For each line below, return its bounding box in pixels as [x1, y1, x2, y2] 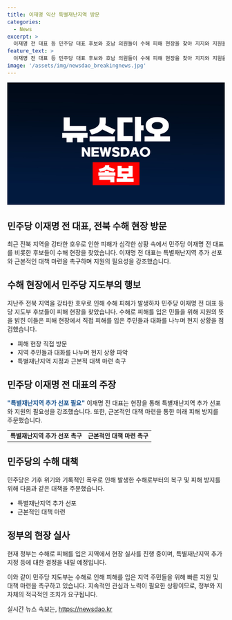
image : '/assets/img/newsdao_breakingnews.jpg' [7, 62, 147, 69]
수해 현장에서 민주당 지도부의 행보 [7, 279, 142, 291]
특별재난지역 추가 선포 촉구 [10, 432, 82, 440]
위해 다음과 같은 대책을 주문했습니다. [7, 484, 105, 492]
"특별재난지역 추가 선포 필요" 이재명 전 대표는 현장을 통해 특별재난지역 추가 [7, 398, 209, 407]
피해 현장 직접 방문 [17, 339, 68, 348]
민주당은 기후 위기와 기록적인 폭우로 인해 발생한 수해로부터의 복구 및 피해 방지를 [7, 476, 221, 484]
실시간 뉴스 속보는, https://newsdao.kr [7, 605, 113, 613]
